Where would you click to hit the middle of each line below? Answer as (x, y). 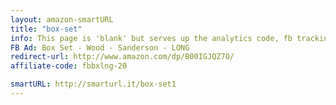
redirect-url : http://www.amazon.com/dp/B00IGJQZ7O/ (122, 57)
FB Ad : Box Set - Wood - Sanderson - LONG (100, 47)
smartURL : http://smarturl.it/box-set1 (93, 84)
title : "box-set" (46, 29)
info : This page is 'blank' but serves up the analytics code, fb (151, 38)
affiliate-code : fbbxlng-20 (69, 66)
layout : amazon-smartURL (62, 19)
